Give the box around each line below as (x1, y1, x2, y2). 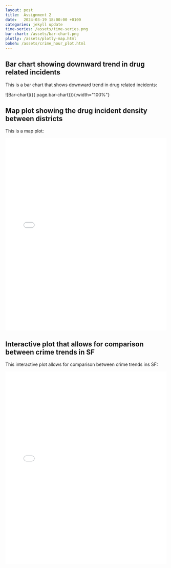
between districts (5, 114, 63, 123)
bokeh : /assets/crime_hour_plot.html (5, 41, 86, 46)
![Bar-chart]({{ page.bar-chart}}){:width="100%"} (5, 91, 110, 97)
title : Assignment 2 (5, 12, 52, 17)
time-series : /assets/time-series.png (5, 27, 88, 32)
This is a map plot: (5, 128, 45, 134)
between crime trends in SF (5, 347, 95, 357)
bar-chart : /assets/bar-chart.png (5, 31, 79, 36)
